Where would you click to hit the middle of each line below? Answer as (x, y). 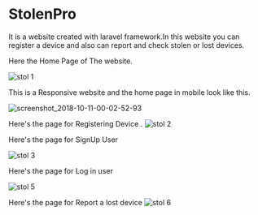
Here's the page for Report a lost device (75, 202)
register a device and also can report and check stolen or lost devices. (127, 45)
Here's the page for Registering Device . (76, 123)
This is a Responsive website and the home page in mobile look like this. (129, 92)
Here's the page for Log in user (61, 170)
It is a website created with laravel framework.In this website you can (124, 37)
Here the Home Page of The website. (70, 61)
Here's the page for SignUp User (63, 140)
